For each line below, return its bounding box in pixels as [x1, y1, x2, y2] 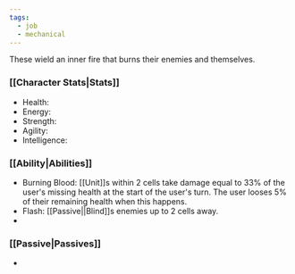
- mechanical [17, 29, 66, 38]
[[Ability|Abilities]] [9, 157, 92, 170]
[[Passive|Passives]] [9, 237, 101, 250]
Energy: [21, 106, 52, 117]
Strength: [21, 115, 57, 126]
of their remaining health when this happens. [21, 195, 188, 206]
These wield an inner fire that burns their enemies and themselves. [9, 54, 256, 65]
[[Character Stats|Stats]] [9, 77, 120, 89]
